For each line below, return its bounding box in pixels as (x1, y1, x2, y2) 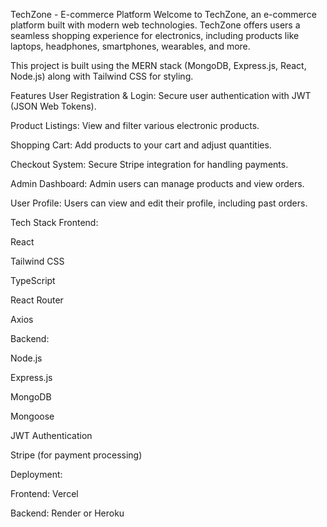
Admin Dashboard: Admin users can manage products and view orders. (10, 178, 305, 189)
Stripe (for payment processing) (10, 449, 143, 461)
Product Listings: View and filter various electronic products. (10, 120, 260, 131)
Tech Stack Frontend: (10, 217, 99, 228)
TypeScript (10, 275, 56, 286)
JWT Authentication (10, 430, 93, 441)
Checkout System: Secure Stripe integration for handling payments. (10, 159, 289, 170)
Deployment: (10, 469, 63, 480)
